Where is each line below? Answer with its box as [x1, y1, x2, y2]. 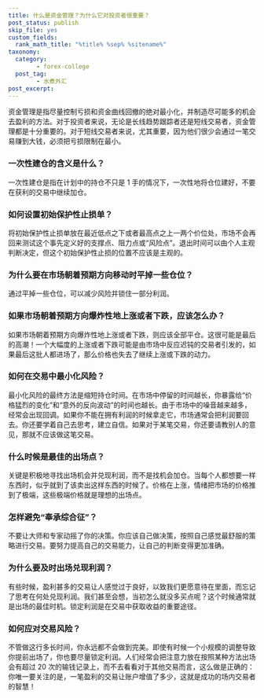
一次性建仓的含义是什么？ [8, 158, 105, 169]
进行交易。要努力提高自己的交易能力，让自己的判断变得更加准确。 [14, 541, 229, 550]
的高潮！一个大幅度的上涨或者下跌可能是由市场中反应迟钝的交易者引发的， [8, 340, 249, 349]
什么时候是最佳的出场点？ [8, 451, 105, 462]
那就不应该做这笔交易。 [21, 429, 98, 439]
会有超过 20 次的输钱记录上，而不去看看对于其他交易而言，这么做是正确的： [8, 662, 255, 672]
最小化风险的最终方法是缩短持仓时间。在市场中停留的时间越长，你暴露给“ [8, 390, 246, 399]
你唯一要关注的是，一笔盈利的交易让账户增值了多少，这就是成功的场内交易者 [8, 672, 256, 681]
